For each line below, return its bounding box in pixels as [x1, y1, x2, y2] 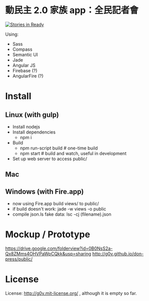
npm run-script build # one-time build [20, 145, 98, 151]
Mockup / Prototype [5, 229, 90, 240]
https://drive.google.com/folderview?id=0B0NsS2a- [5, 245, 113, 251]
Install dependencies [12, 129, 56, 135]
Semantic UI [12, 51, 38, 58]
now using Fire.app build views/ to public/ [12, 201, 99, 207]
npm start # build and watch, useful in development [20, 150, 127, 156]
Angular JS [12, 62, 36, 68]
